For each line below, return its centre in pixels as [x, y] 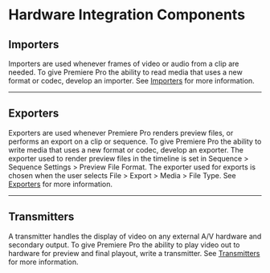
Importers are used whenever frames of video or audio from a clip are [124, 63]
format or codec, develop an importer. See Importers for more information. [131, 81]
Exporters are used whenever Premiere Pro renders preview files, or [121, 132]
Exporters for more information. [61, 184]
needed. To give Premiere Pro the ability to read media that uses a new [125, 72]
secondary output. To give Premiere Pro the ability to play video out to [124, 244]
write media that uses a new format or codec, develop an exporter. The [126, 149]
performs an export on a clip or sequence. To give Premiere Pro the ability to [135, 141]
